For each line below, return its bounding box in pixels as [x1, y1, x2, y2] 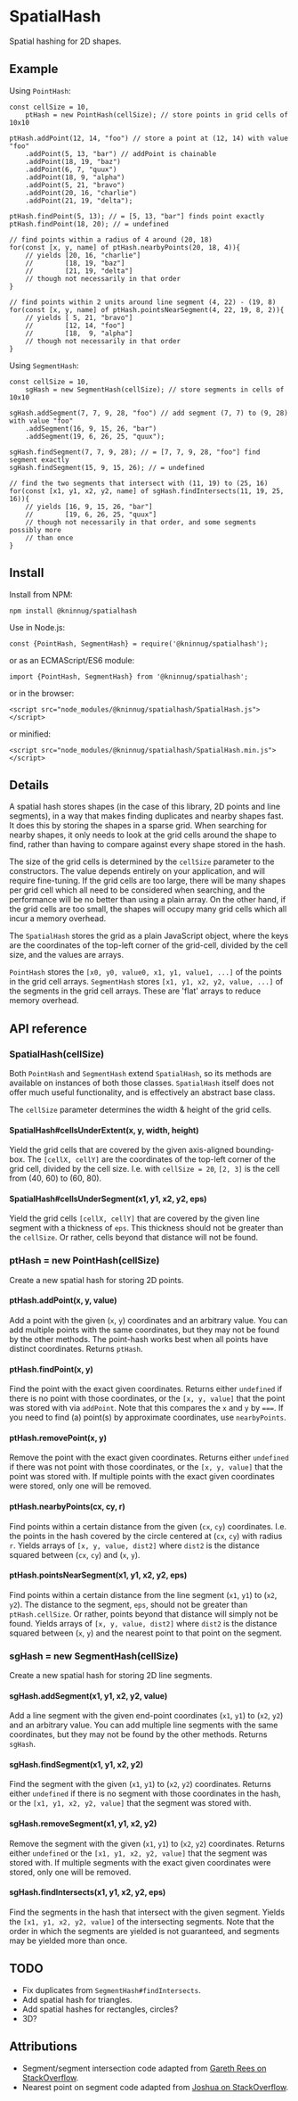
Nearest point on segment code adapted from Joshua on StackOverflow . [21, 2081, 289, 2092]
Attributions [9, 2039, 78, 2055]
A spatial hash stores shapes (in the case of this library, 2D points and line [9, 801, 281, 812]
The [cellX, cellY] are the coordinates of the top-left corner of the [27, 1154, 276, 1165]
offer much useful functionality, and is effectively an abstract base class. [9, 1087, 276, 1098]
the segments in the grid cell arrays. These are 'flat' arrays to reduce [9, 985, 262, 996]
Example [9, 62, 59, 77]
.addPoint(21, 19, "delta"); [25, 196, 133, 205]
